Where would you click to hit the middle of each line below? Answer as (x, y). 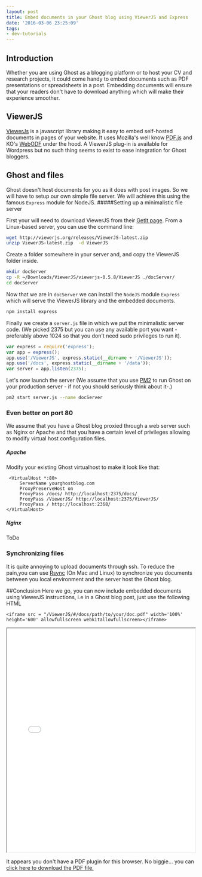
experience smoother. (33, 98)
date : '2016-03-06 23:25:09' (42, 23)
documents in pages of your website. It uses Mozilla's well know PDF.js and (99, 137)
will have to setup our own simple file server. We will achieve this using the (98, 196)
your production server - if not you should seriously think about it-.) (89, 387)
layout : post (22, 12)
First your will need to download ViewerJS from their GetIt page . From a (94, 220)
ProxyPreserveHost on (46, 489)
